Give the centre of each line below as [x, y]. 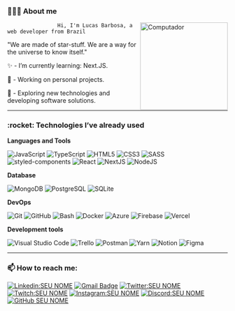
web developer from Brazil [47, 32]
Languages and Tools [39, 140]
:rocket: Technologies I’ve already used [76, 125]
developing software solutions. [52, 101]
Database [22, 175]
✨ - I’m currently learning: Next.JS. [58, 66]
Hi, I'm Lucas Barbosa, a [95, 26]
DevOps [19, 202]
